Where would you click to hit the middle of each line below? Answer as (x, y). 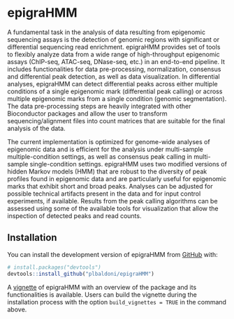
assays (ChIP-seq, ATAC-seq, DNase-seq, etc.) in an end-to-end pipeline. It (116, 61)
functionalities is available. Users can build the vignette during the (102, 295)
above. (17, 309)
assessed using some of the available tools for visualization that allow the (113, 208)
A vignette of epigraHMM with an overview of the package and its (102, 287)
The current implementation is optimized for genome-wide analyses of (109, 141)
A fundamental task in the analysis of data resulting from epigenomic (107, 32)
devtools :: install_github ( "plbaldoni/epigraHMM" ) (81, 274)
